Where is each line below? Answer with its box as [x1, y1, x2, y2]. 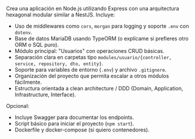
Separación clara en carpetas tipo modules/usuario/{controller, [14, 54, 172, 60]
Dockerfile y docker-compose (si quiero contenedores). [14, 126, 150, 133]
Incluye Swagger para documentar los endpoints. [14, 114, 134, 121]
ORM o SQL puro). [14, 41, 59, 48]
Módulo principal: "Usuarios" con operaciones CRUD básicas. [14, 48, 164, 55]
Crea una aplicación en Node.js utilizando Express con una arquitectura [6, 5, 179, 12]
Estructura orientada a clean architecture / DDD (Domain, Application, [14, 85, 183, 91]
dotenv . [14, 29, 32, 36]
